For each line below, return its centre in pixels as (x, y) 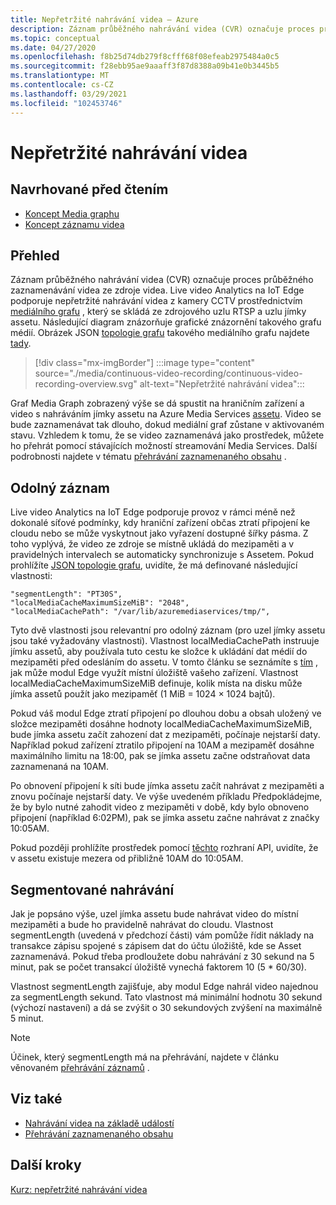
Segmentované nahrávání (92, 889)
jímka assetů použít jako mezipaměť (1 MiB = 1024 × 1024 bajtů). (143, 694)
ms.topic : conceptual (55, 38)
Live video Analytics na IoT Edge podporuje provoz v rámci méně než (153, 512)
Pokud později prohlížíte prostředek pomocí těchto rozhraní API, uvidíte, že (164, 848)
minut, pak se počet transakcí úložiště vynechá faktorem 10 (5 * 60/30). (158, 967)
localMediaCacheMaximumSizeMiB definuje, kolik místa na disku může (156, 683)
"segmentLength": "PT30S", (66, 594)
